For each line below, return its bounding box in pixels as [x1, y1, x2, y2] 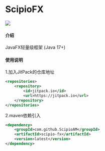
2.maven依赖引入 [5, 112, 41, 118]
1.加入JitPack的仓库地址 [5, 69, 55, 75]
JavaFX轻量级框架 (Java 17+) [5, 44, 66, 51]
